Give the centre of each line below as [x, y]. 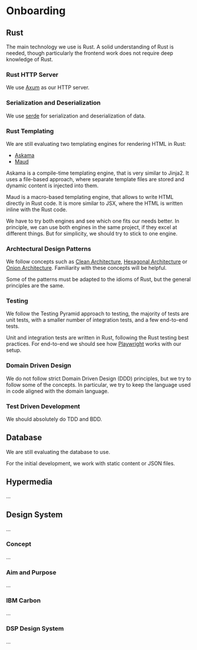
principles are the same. [35, 286]
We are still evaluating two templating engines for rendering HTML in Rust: [96, 143]
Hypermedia [29, 482]
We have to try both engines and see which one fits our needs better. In [93, 221]
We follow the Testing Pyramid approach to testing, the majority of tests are [98, 313]
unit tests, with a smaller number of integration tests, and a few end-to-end [97, 320]
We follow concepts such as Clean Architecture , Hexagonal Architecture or [97, 262]
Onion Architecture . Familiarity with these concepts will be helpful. [86, 268]
